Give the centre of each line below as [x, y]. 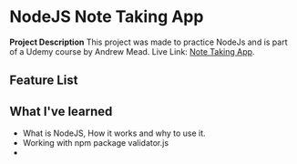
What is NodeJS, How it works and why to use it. [114, 133]
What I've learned [61, 111]
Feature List [44, 81]
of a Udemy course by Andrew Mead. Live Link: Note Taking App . [132, 51]
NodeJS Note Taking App [107, 17]
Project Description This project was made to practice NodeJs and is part [148, 42]
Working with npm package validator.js [96, 143]
